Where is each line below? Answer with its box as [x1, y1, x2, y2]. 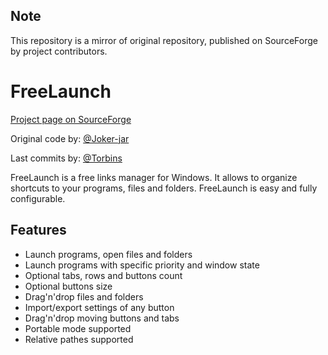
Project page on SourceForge [10, 113, 132, 125]
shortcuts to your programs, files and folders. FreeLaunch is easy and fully [10, 182, 318, 194]
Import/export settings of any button [24, 301, 175, 313]
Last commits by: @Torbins [10, 152, 123, 164]
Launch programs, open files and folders [24, 248, 193, 260]
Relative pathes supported [24, 333, 134, 345]
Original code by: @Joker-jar [10, 132, 130, 144]
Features [10, 222, 67, 239]
